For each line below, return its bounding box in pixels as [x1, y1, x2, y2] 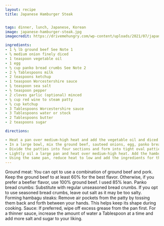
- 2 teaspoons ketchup [5, 74, 51, 80]
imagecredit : [5, 34, 32, 39]
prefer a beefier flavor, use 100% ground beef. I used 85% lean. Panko [5, 179, 147, 185]
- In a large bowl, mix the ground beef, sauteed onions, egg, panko [5, 142, 150, 147]
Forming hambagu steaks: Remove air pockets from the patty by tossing [5, 195, 150, 201]
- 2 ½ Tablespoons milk [5, 70, 54, 75]
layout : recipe [5, 7, 36, 12]
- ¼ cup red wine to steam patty [5, 97, 73, 102]
